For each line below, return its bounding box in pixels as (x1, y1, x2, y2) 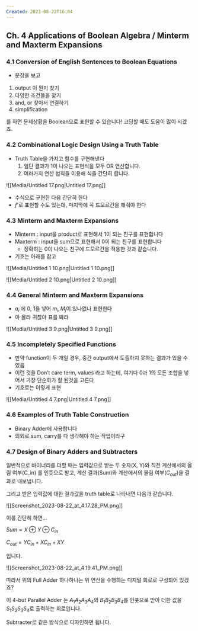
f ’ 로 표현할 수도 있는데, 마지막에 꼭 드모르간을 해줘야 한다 (14, 201, 146, 208)
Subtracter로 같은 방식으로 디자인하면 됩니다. (6, 619, 111, 626)
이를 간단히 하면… (6, 514, 47, 521)
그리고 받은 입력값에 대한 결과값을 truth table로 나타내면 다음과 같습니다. (6, 490, 174, 497)
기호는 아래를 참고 (14, 252, 56, 260)
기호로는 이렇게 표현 (14, 384, 61, 391)
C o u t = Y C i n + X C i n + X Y (6, 539, 65, 547)
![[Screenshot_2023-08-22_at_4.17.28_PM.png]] (6, 502, 123, 509)
